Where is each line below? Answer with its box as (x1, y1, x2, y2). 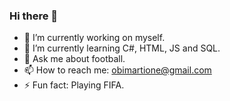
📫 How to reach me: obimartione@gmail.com (23, 64, 212, 76)
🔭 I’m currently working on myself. (23, 32, 166, 44)
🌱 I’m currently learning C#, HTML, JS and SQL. (23, 42, 221, 54)
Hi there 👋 (9, 9, 59, 23)
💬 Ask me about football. (23, 53, 126, 65)
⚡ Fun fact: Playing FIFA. (23, 79, 125, 91)
